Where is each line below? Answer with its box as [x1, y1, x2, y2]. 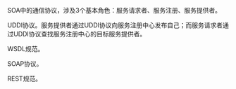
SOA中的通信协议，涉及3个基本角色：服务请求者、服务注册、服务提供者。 [7, 6, 222, 14]
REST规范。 [7, 74, 42, 83]
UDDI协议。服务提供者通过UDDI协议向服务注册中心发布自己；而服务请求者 [7, 21, 223, 29]
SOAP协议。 [7, 60, 43, 68]
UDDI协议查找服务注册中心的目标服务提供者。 [13, 30, 147, 38]
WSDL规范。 [7, 45, 44, 53]
